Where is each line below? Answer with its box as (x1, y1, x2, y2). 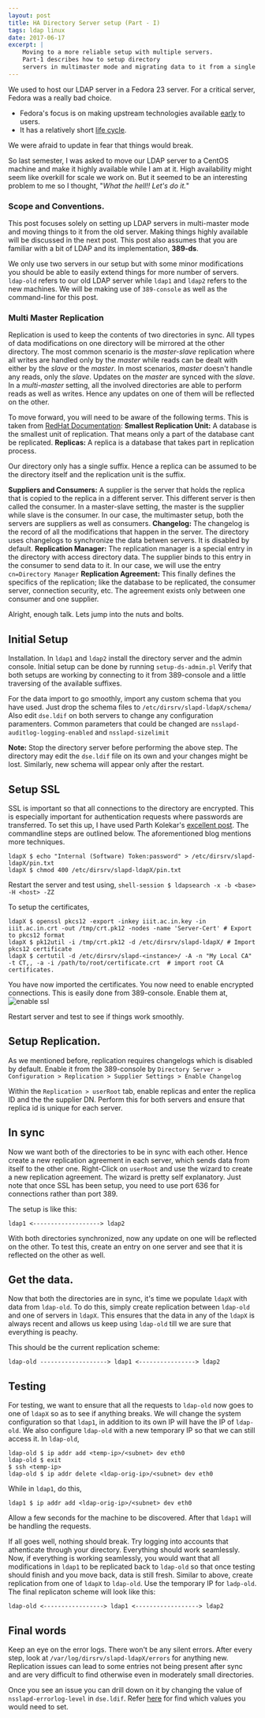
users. (19, 116, 41, 126)
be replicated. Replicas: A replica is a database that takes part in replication (8, 438, 255, 447)
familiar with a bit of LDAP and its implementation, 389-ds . (8, 244, 199, 254)
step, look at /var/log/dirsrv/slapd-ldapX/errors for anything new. (8, 1653, 229, 1663)
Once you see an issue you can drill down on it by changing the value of (8, 1686, 243, 1695)
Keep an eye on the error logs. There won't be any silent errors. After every (8, 1645, 252, 1655)
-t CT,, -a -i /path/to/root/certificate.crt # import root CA (8, 959, 224, 967)
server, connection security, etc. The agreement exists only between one (8, 586, 246, 596)
